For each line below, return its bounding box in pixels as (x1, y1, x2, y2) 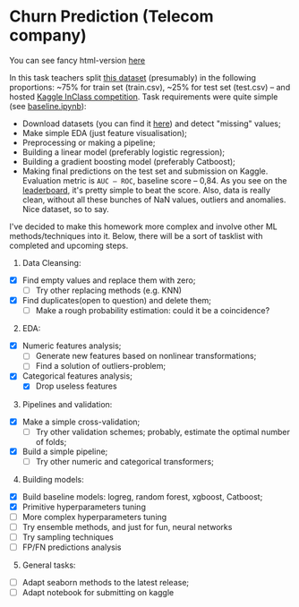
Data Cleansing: (21, 257, 81, 268)
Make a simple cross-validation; (21, 416, 141, 427)
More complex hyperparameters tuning (21, 511, 167, 522)
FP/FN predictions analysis (21, 542, 122, 552)
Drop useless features (35, 380, 118, 391)
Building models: (21, 474, 84, 484)
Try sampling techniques (21, 532, 114, 543)
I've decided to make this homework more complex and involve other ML (9, 221, 278, 232)
